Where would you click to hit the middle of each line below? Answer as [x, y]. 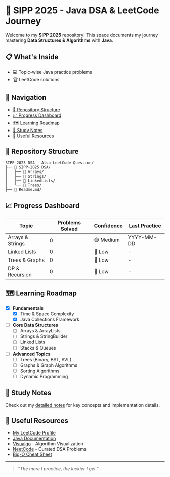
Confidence [108, 226]
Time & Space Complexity [47, 314]
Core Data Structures [35, 325]
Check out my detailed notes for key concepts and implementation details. [83, 405]
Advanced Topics [31, 354]
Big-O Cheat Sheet [32, 454]
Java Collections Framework [50, 319]
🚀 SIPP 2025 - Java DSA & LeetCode [82, 10]
